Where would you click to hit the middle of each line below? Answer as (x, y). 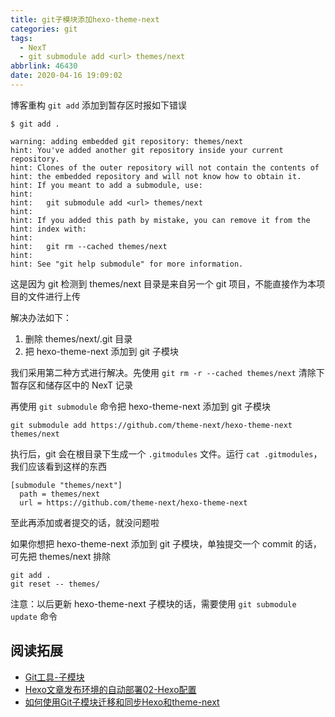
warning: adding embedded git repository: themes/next (127, 141)
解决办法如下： (41, 317)
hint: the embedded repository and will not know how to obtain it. (156, 176)
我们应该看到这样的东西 (58, 466)
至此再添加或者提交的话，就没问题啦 (85, 522)
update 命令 (34, 616)
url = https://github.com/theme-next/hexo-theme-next (133, 502)
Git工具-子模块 (54, 677)
